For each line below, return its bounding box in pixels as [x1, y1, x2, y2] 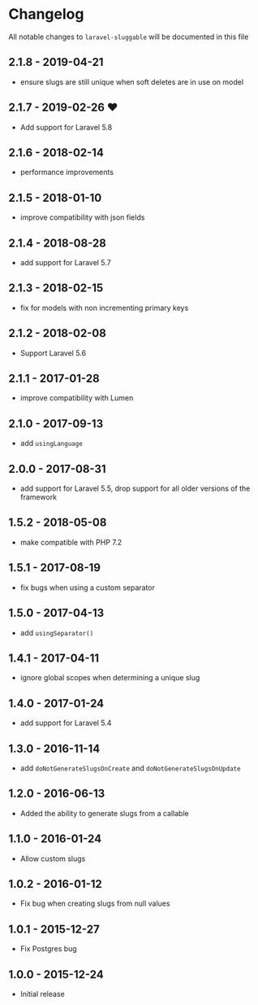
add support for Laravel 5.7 [19, 258, 111, 267]
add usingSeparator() [19, 627, 94, 637]
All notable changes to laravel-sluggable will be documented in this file [8, 32, 249, 42]
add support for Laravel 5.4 [19, 718, 112, 728]
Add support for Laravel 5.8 [19, 122, 113, 132]
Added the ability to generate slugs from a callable [19, 808, 189, 818]
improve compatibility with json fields [19, 212, 145, 222]
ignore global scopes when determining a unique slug [19, 673, 200, 683]
